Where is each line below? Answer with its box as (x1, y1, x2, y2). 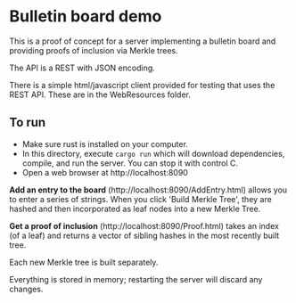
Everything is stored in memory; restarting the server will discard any (9, 274, 263, 284)
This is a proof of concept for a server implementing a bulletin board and (9, 36, 276, 46)
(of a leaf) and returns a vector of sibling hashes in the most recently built (9, 230, 280, 241)
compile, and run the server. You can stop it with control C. (21, 158, 239, 168)
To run (9, 115, 46, 130)
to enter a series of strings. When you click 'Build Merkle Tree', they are (9, 193, 272, 204)
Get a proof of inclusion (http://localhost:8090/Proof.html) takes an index (9, 220, 279, 231)
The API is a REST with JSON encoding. (9, 62, 156, 73)
